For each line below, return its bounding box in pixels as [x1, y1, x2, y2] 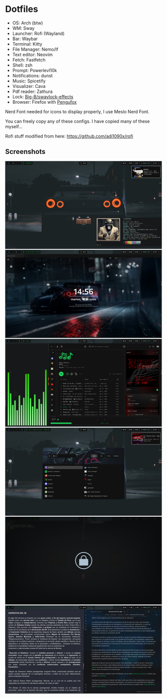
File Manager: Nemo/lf [12, 46, 59, 52]
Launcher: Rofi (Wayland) [12, 30, 65, 36]
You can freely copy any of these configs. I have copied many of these [5, 118, 150, 124]
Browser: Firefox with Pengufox [12, 99, 77, 105]
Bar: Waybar [12, 36, 38, 42]
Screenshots [5, 147, 46, 156]
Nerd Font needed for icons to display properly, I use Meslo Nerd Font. [5, 108, 150, 115]
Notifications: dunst [12, 72, 53, 78]
